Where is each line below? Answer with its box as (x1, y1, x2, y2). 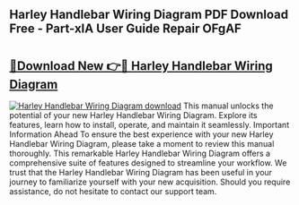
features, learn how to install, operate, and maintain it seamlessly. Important (9, 120, 290, 130)
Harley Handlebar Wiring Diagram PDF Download (9, 7, 289, 22)
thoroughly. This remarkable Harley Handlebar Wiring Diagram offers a (9, 148, 271, 158)
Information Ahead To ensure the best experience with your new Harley (9, 129, 274, 140)
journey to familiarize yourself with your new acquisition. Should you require (9, 176, 291, 187)
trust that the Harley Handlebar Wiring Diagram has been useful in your (9, 167, 272, 177)
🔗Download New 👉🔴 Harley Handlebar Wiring (9, 58, 273, 73)
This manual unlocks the (183, 100, 274, 111)
